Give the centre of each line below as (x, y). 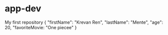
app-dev (23, 9)
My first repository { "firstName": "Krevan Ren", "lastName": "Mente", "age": (84, 22)
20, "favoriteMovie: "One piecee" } (41, 27)
